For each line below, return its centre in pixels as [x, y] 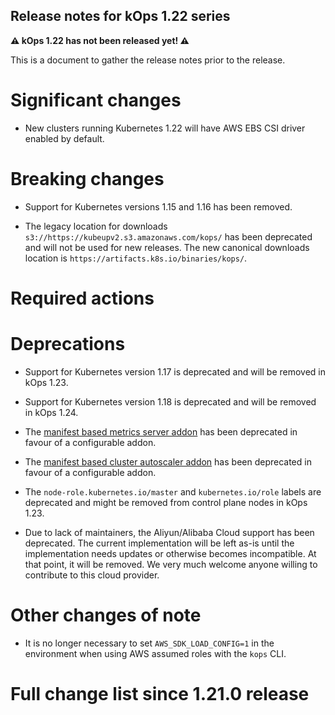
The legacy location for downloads [96, 226]
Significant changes [96, 100]
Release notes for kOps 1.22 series [120, 16]
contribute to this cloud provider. [92, 575]
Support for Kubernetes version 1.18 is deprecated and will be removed [170, 401]
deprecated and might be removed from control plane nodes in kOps [166, 502]
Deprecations [68, 344]
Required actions [82, 298]
